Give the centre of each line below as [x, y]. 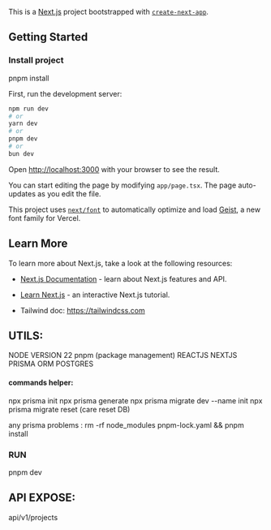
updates [22, 193]
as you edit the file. [69, 193]
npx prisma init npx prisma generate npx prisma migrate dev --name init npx [135, 400]
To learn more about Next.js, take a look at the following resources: [120, 263]
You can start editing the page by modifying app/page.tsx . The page [123, 185]
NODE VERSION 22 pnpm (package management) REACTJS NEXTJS [123, 355]
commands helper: [41, 383]
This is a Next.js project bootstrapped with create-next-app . [109, 12]
